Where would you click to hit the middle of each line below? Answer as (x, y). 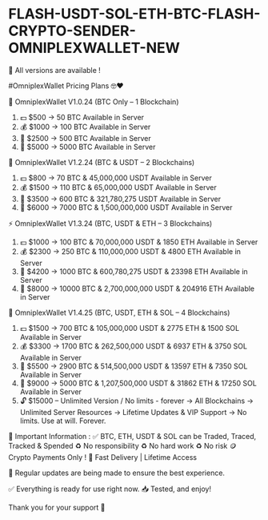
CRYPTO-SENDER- (72, 31)
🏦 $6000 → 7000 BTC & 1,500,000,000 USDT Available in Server (126, 207)
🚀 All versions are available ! (55, 70)
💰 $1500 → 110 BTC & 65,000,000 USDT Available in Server (118, 187)
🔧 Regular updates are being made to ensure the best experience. (117, 473)
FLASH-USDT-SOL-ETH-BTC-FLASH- (134, 14)
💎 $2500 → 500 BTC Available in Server (86, 138)
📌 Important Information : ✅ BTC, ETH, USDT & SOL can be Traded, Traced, (132, 436)
